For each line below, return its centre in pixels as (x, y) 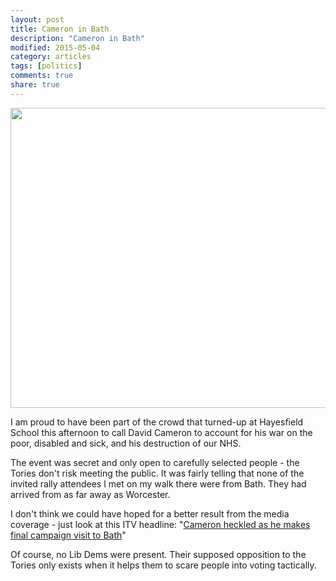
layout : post (37, 19)
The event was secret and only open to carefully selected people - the (155, 462)
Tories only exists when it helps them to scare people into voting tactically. (163, 565)
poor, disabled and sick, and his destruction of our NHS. (126, 443)
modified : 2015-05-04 (55, 47)
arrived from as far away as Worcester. (90, 494)
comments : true (42, 76)
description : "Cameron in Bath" (77, 38)
